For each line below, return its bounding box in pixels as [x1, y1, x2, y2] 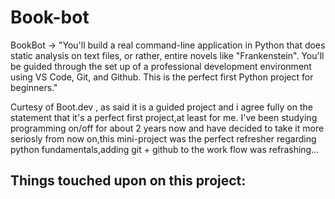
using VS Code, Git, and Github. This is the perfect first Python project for [10, 71, 314, 83]
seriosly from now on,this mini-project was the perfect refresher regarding [10, 132, 317, 145]
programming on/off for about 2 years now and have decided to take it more [10, 122, 325, 134]
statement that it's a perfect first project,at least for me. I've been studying [10, 111, 318, 123]
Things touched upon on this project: [10, 172, 247, 190]
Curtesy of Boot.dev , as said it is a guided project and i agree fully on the [10, 101, 313, 113]
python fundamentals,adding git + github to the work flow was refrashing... [10, 143, 320, 155]
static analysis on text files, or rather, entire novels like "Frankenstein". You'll [10, 49, 325, 61]
